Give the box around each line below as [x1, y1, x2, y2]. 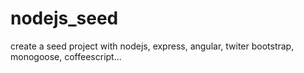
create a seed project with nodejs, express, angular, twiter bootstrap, [10, 40, 295, 52]
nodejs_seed [10, 7, 119, 30]
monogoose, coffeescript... [10, 50, 122, 62]
